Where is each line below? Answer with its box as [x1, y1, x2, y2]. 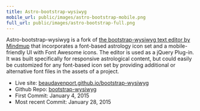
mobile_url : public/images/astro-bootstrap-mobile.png [6, 14, 146, 20]
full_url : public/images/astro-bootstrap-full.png [6, 20, 135, 26]
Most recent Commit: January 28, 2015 [14, 98, 111, 106]
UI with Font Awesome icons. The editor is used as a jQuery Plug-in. [26, 49, 195, 56]
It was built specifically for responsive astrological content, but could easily [6, 55, 192, 63]
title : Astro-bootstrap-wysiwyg [6, 8, 87, 15]
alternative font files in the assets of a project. [6, 68, 120, 75]
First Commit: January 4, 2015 [14, 92, 90, 99]
